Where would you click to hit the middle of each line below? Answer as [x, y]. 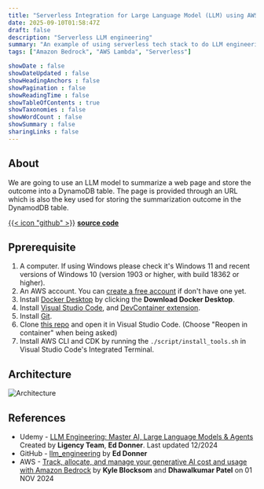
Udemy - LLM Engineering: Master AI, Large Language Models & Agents [136, 437]
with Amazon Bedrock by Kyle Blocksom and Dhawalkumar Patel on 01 [136, 470]
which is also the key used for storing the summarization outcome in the [125, 199]
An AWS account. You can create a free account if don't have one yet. [133, 291]
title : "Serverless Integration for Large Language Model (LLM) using [126, 15]
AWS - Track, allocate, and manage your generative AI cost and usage [133, 462]
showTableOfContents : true [54, 103]
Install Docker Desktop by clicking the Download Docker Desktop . [127, 300]
